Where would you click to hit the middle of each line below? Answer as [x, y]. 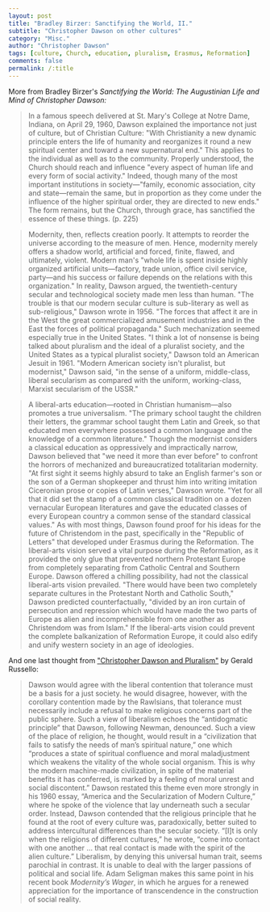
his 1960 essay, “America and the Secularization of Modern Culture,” [141, 796]
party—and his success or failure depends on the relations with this [140, 277]
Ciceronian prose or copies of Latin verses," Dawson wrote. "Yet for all [145, 490]
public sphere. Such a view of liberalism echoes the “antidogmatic [138, 719]
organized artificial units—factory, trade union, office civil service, [137, 268]
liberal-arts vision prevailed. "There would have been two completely [143, 584]
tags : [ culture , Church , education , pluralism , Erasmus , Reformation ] [129, 53]
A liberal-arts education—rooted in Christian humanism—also [130, 404]
